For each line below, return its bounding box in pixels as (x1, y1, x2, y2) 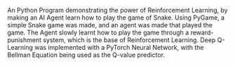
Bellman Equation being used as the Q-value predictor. (7, 51, 166, 59)
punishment (7, 36, 42, 44)
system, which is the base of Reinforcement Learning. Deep (43, 36, 216, 44)
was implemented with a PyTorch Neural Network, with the (34, 44, 204, 51)
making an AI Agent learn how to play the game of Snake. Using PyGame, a (7, 13, 225, 22)
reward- (190, 28, 214, 37)
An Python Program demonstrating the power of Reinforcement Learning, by (7, 6, 228, 14)
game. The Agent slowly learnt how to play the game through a (7, 28, 189, 37)
